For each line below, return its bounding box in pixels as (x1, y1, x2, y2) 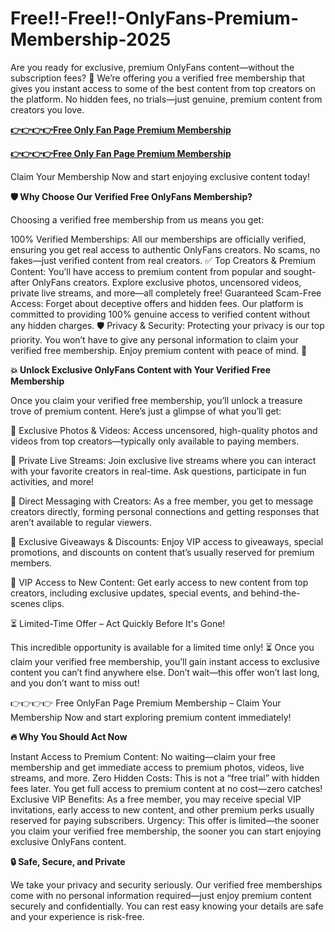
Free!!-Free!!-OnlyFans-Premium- (10, 7, 299, 30)
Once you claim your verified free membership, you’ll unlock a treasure (10, 394, 303, 406)
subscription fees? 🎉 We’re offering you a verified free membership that (10, 72, 306, 84)
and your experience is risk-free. (10, 910, 145, 922)
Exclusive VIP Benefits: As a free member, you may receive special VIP (10, 793, 302, 805)
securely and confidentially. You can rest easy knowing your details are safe (10, 900, 324, 912)
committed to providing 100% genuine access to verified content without (10, 308, 310, 320)
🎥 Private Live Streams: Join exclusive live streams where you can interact (10, 454, 317, 466)
